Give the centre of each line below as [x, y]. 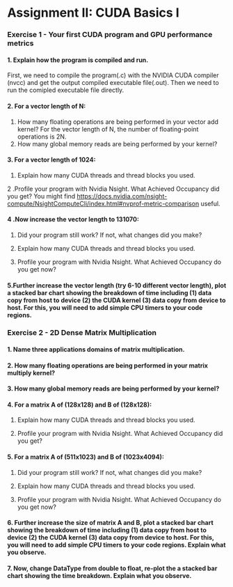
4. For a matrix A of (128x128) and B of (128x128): [79, 405]
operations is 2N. [42, 136]
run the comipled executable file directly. [66, 90]
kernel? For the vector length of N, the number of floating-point [108, 129]
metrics [21, 43]
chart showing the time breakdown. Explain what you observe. [99, 575]
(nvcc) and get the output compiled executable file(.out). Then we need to [113, 83]
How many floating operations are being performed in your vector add [118, 122]
